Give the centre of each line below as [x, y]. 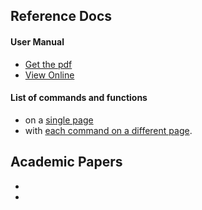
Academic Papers [66, 162]
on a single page [59, 120]
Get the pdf [48, 64]
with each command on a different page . [108, 130]
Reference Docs [61, 16]
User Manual [37, 41]
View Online [49, 75]
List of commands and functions [79, 98]
